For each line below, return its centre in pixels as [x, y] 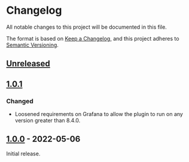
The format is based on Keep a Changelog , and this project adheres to [93, 38]
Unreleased [28, 64]
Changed [20, 101]
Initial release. [23, 154]
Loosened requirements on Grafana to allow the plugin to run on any [99, 114]
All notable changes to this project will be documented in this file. [87, 27]
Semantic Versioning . [32, 45]
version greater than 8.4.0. [48, 121]
